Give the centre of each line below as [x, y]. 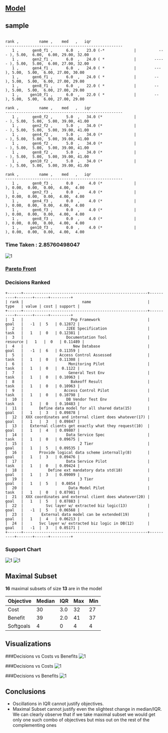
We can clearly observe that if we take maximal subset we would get [84, 715]
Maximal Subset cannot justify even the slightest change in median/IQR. [87, 709]
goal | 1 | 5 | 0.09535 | [43, 448]
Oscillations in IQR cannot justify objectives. [58, 704]
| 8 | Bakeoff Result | [78, 382]
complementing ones [35, 725]
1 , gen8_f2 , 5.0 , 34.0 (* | [74, 152]
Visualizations [28, 644]
